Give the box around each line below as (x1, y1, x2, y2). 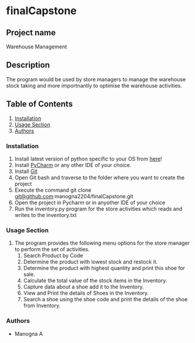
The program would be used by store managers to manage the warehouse (6, 75, 186, 83)
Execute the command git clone (14, 187, 92, 194)
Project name (6, 28, 56, 38)
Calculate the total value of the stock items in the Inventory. (23, 277, 167, 284)
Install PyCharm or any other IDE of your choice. (14, 161, 132, 168)
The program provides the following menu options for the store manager (14, 239, 190, 247)
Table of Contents (6, 99, 73, 109)
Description (6, 60, 50, 70)
